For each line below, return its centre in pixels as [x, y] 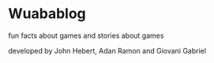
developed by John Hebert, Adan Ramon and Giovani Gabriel [107, 50]
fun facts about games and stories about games [86, 35]
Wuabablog [47, 14]
